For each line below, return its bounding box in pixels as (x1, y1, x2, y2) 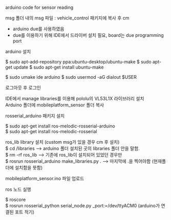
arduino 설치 (5, 49, 31, 54)
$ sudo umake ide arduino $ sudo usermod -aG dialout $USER (5, 74, 137, 80)
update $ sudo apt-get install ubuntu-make (13, 64, 104, 70)
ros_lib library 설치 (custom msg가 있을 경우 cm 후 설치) (5, 139, 120, 145)
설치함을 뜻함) (14, 165, 43, 170)
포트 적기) (14, 209, 35, 215)
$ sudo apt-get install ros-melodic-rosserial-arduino (5, 123, 115, 129)
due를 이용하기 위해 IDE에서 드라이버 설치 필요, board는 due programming (12, 32, 164, 38)
